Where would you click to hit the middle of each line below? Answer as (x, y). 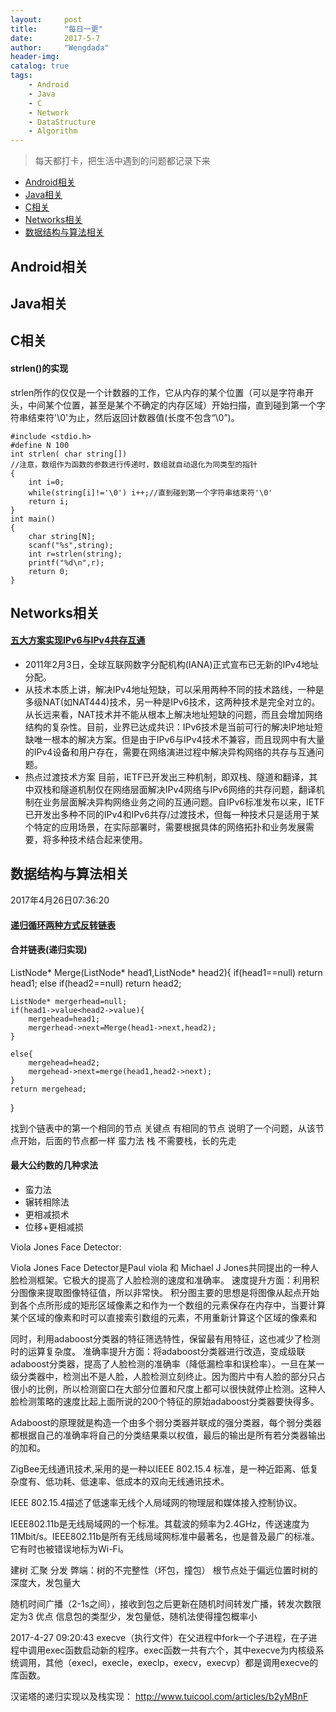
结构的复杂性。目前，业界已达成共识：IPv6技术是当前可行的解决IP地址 (169, 727)
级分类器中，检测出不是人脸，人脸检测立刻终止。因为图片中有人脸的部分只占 (168, 1376)
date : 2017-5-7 (55, 38)
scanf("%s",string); (71, 545)
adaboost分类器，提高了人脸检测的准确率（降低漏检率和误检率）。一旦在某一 (167, 1363)
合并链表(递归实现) (49, 950)
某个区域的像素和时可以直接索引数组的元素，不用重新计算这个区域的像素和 (163, 1317)
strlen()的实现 (39, 368)
